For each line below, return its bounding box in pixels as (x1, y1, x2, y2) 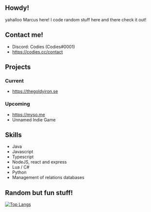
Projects (5, 63, 31, 71)
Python (12, 169, 27, 175)
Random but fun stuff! (5, 189, 73, 197)
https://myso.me (12, 112, 45, 117)
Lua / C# (12, 164, 30, 170)
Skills (5, 131, 22, 139)
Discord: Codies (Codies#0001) (12, 44, 75, 49)
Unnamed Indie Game (12, 116, 56, 123)
